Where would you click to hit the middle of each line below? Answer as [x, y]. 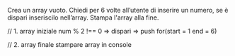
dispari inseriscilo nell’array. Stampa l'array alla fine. [83, 17]
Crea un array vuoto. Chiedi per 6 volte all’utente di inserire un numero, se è [118, 10]
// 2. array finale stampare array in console [70, 44]
